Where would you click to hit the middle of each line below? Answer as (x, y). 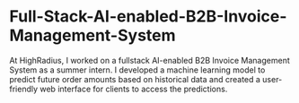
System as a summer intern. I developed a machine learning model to (137, 70)
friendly (24, 89)
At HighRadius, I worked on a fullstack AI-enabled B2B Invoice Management (149, 60)
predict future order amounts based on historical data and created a (135, 79)
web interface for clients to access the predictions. (134, 89)
